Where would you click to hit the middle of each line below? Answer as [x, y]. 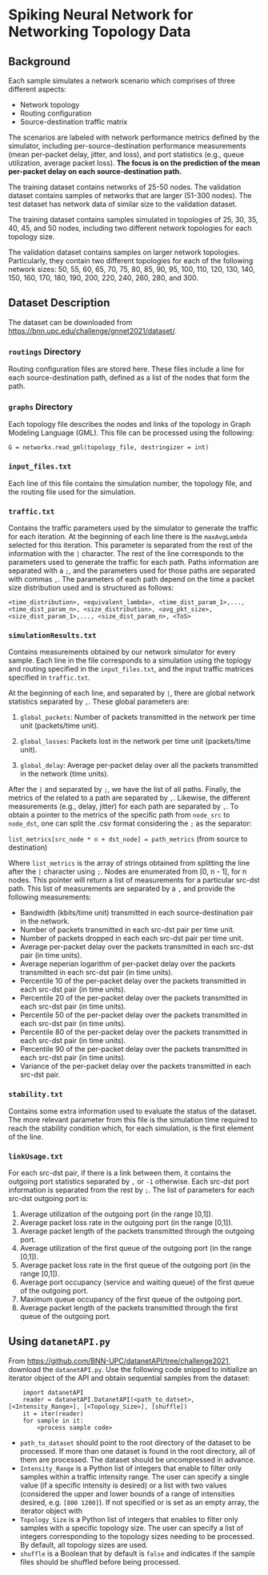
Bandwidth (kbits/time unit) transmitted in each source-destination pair [137, 913]
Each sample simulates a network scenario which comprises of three [122, 81]
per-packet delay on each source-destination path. [95, 171]
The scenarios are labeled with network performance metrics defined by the [134, 137]
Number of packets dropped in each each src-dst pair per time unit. [132, 938]
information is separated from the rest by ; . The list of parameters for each [131, 1190]
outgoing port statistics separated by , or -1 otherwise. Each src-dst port [129, 1181]
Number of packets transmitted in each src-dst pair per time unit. [127, 930]
